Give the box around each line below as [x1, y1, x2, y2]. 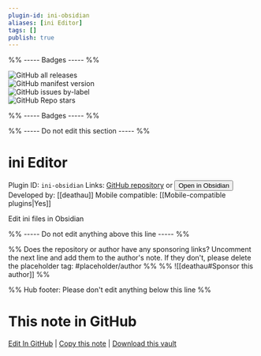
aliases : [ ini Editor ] [8, 19, 83, 27]
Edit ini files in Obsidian [8, 214, 84, 223]
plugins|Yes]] [8, 199, 51, 208]
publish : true [8, 33, 55, 42]
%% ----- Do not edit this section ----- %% [8, 126, 151, 136]
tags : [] [8, 26, 37, 34]
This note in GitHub [8, 313, 137, 331]
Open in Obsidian [178, 182, 230, 190]
